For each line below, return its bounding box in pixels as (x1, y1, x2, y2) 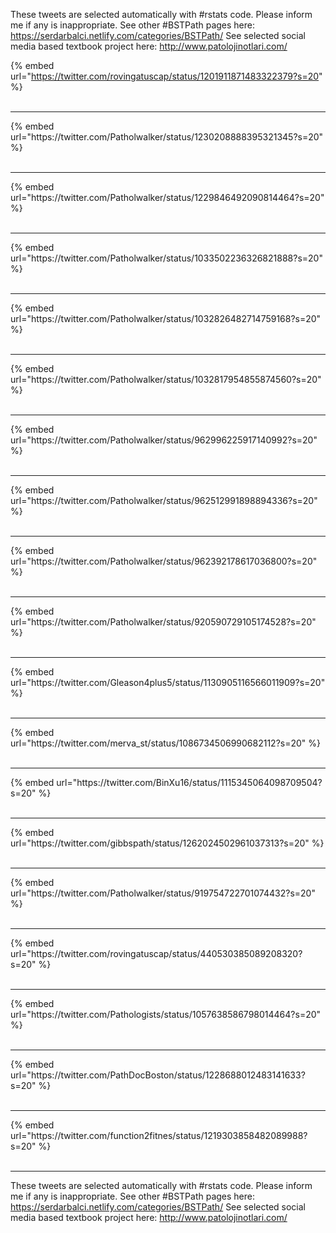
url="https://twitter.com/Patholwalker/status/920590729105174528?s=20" (10, 616, 317, 628)
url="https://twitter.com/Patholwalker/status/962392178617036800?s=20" (10, 555, 318, 567)
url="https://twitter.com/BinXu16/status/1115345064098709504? (56, 777, 323, 788)
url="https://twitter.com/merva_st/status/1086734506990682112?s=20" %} (10, 737, 322, 749)
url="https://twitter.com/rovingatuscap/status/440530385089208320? (10, 948, 303, 959)
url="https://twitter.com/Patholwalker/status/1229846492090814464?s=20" (10, 192, 325, 203)
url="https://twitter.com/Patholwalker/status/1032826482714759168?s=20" (10, 313, 322, 324)
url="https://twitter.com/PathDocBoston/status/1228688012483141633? (10, 1069, 306, 1081)
